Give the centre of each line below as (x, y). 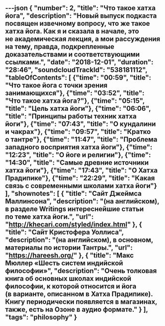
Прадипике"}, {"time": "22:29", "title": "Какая (80, 178)
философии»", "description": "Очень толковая (81, 271)
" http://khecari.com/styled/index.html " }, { (74, 225)
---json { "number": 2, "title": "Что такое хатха (81, 8)
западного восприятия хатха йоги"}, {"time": (79, 147)
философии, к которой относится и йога (71, 286)
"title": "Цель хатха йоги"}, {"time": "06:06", (78, 109)
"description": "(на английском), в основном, (79, 240)
